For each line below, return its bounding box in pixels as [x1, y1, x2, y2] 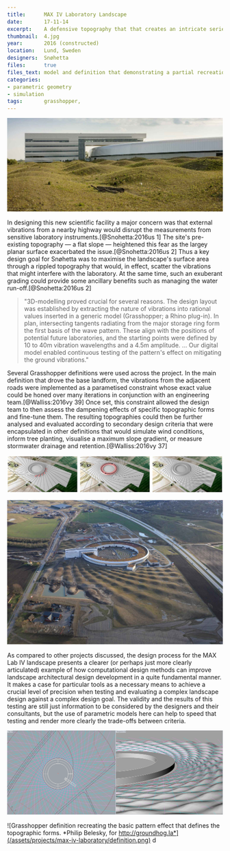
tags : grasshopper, [7, 98, 81, 105]
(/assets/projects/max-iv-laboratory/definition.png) [7, 836, 151, 844]
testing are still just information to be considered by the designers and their [7, 702, 219, 710]
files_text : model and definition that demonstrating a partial [7, 69, 194, 75]
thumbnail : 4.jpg [7, 33, 60, 40]
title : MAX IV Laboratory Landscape [7, 11, 127, 18]
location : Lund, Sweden [7, 47, 81, 54]
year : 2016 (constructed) [7, 40, 99, 47]
